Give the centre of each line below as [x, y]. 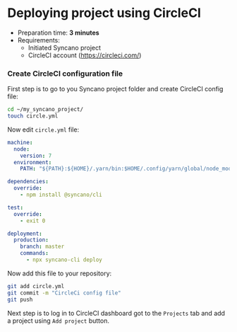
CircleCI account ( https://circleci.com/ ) [85, 55]
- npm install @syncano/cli [61, 195]
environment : [33, 162]
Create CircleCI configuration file [65, 74]
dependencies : [28, 182]
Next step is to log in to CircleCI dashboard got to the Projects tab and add [116, 313]
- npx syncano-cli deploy [64, 260]
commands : [35, 253]
